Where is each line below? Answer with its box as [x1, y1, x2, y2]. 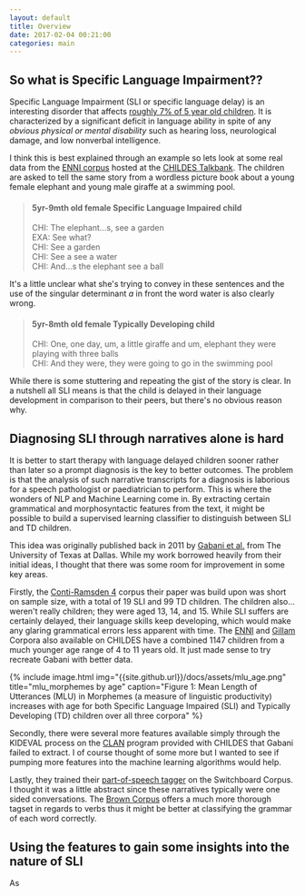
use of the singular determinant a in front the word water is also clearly [9, 288, 275, 300]
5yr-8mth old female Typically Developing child [31, 319, 215, 330]
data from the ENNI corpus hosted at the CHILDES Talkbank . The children [9, 162, 285, 173]
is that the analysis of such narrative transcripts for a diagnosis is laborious [9, 474, 290, 486]
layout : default [9, 13, 71, 23]
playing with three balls [31, 349, 120, 359]
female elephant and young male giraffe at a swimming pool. [9, 182, 236, 192]
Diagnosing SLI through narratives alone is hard [9, 430, 284, 446]
